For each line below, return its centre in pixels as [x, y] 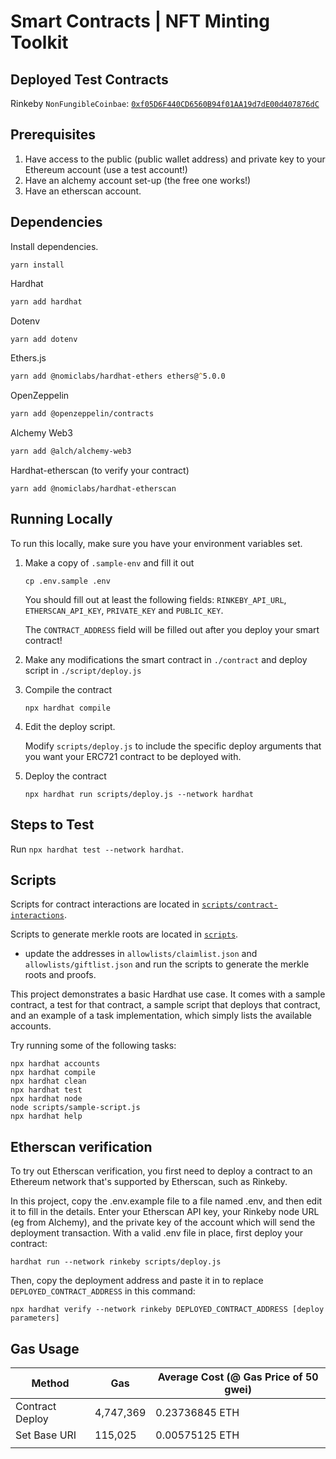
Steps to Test [52, 825]
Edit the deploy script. [70, 726]
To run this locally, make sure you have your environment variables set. [156, 543]
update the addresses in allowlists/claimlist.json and [141, 954]
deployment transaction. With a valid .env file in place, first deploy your [157, 1233]
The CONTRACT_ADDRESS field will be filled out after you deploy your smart [172, 629]
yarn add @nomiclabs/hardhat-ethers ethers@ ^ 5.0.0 [118, 376]
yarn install [37, 265]
